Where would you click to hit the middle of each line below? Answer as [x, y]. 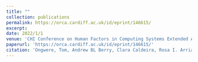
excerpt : [17, 28]
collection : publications [38, 17]
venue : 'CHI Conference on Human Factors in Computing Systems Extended [97, 39]
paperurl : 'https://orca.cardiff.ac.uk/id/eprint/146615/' [80, 45]
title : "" [18, 12]
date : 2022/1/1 [25, 34]
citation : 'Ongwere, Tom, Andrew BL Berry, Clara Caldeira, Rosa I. [92, 50]
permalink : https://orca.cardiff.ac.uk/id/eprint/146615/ [79, 22]
